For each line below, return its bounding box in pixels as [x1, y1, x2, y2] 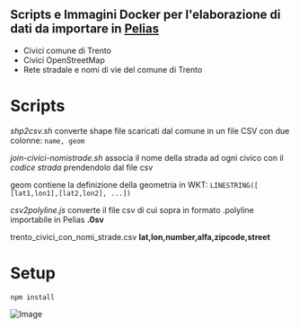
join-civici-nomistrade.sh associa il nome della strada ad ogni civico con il [10, 152, 284, 163]
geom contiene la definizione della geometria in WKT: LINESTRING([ [10, 179, 259, 190]
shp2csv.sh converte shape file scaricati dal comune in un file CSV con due [10, 125, 290, 136]
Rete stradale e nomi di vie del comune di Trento [22, 64, 203, 75]
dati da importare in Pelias [10, 22, 160, 37]
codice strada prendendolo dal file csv [10, 162, 154, 173]
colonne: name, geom [10, 135, 85, 146]
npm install [10, 292, 55, 302]
